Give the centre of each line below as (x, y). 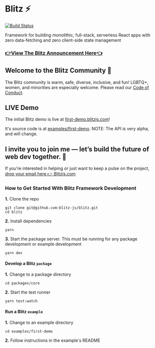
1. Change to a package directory (38, 274)
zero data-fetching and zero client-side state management (63, 40)
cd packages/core (22, 283)
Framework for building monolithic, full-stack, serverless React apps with (78, 35)
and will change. (21, 134)
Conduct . (14, 93)
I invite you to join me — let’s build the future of (77, 149)
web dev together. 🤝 (36, 157)
